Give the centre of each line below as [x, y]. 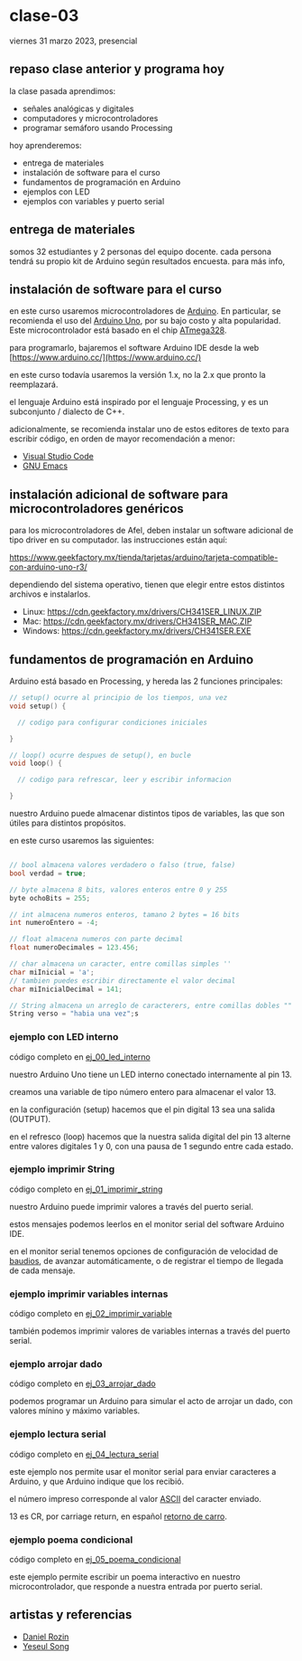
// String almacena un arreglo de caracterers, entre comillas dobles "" [151, 1005]
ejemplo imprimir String [62, 1169]
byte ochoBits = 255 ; [50, 898]
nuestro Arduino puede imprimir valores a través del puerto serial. [132, 1206]
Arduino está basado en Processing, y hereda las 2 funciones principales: [146, 681]
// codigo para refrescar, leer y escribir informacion [124, 780]
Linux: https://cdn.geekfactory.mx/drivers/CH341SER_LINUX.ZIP [142, 612]
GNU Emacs [45, 466]
